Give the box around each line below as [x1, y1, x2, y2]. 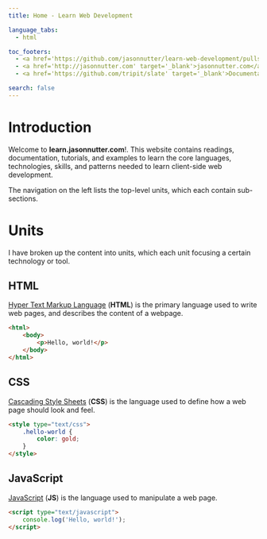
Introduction [8, 118, 92, 136]
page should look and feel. [8, 405, 95, 414]
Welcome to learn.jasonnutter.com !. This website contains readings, [8, 144, 234, 154]
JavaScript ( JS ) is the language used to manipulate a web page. [8, 493, 218, 502]
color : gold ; [37, 435, 80, 443]
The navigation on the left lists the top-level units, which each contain [8, 185, 236, 194]
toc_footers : [8, 48, 52, 56]
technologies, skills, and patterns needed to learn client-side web [8, 161, 222, 171]
